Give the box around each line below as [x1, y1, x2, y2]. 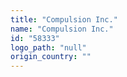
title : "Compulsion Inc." [10, 14, 118, 25]
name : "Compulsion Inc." [10, 24, 114, 34]
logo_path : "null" [10, 42, 87, 53]
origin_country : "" [10, 52, 92, 62]
